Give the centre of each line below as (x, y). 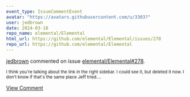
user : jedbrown (25, 22)
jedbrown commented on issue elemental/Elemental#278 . (76, 61)
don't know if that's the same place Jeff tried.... (54, 77)
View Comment (25, 88)
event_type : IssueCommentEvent (44, 11)
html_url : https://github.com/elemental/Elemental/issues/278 (84, 39)
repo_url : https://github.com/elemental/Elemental (69, 45)
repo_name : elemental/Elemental (45, 34)
